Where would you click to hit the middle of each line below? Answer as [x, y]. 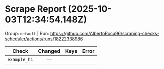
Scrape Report [36, 9]
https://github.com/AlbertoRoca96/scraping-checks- [104, 33]
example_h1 [20, 59]
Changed [49, 51]
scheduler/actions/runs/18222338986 [44, 39]
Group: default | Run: [27, 33]
